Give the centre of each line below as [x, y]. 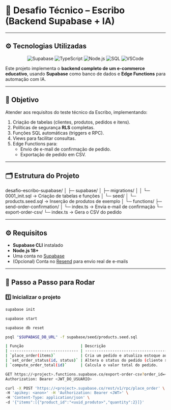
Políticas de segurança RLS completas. [54, 127]
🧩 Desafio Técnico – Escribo [65, 10]
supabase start [21, 318]
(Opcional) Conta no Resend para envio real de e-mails [70, 261]
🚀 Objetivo [22, 100]
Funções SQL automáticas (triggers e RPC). [58, 133]
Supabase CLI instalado [38, 245]
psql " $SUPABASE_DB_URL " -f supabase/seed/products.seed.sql [72, 337]
